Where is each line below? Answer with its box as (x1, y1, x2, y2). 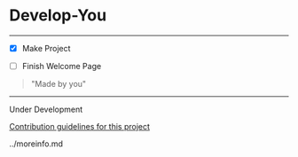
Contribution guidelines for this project (9, 122, 151, 132)
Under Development (9, 104, 83, 115)
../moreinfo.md (9, 138, 64, 149)
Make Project (21, 43, 71, 53)
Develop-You (9, 5, 107, 26)
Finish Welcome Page (21, 61, 102, 71)
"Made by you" (30, 79, 87, 90)
